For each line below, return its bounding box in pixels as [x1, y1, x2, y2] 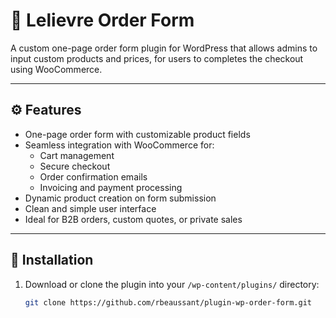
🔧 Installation [10, 252, 94, 269]
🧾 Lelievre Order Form [10, 9, 195, 32]
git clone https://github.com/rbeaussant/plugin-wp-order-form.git [24, 297, 312, 308]
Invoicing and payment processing [39, 181, 183, 193]
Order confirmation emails [39, 170, 148, 183]
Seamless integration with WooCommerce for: [24, 139, 215, 151]
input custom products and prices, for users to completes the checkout [10, 52, 304, 64]
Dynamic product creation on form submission [24, 192, 217, 204]
